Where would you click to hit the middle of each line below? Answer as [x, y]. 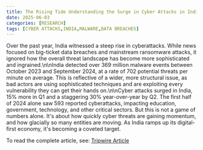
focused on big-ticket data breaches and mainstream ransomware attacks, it [101, 52]
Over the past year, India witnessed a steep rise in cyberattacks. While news [101, 46]
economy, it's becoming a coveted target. [69, 129]
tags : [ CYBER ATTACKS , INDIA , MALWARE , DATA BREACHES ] [72, 29]
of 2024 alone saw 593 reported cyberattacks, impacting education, [91, 104]
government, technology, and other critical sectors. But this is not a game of [101, 110]
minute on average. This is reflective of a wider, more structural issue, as [97, 78]
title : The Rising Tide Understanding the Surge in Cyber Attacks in [96, 12]
